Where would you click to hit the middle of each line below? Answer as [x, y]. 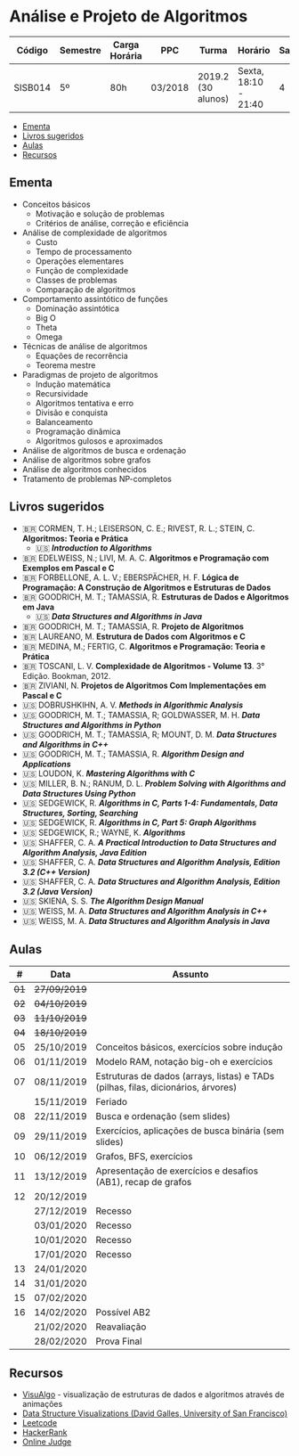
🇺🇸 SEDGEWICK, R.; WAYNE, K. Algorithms [104, 832]
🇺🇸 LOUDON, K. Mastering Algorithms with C [109, 773]
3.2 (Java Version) [57, 891]
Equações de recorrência [82, 356]
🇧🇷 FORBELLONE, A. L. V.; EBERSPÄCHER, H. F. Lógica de [130, 577]
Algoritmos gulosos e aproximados [99, 441]
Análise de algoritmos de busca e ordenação [104, 450]
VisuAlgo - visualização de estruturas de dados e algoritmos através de [153, 1395]
